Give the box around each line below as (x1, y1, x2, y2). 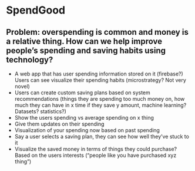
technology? (6, 54, 53, 65)
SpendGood (6, 4, 66, 17)
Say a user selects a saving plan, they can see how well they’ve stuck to (14, 133, 190, 140)
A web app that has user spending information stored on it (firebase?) (14, 70, 183, 77)
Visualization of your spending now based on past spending (14, 127, 160, 133)
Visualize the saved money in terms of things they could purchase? (14, 146, 177, 152)
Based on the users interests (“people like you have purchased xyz (14, 152, 177, 159)
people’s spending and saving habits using (6, 45, 166, 55)
